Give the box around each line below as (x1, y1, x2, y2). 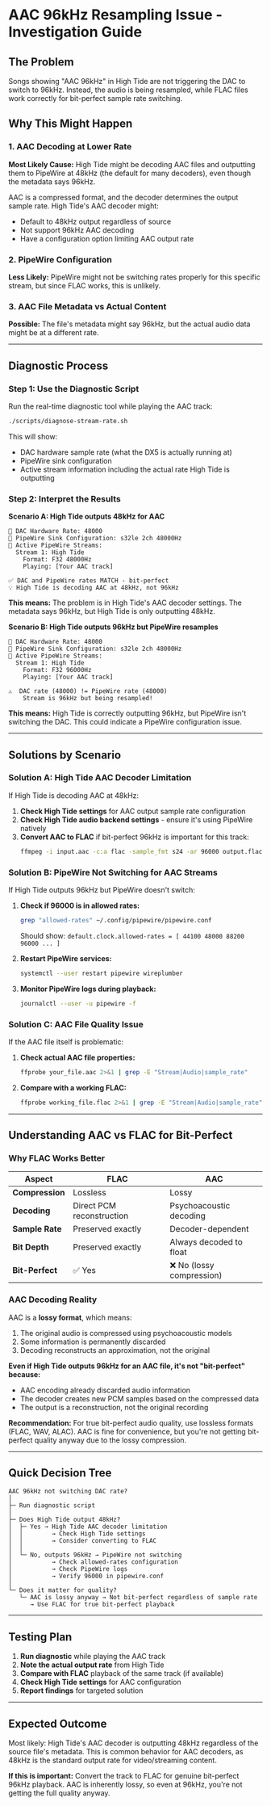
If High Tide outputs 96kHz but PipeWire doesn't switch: (8, 885, 196, 894)
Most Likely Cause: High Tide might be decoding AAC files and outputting (8, 159, 256, 169)
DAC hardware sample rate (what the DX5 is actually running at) (19, 447, 232, 457)
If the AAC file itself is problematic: (8, 1036, 123, 1047)
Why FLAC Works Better (8, 1153, 106, 1164)
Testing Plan (8, 1630, 73, 1644)
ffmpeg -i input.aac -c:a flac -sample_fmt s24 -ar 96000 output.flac (19, 847, 263, 855)
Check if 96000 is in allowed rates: (19, 901, 140, 910)
